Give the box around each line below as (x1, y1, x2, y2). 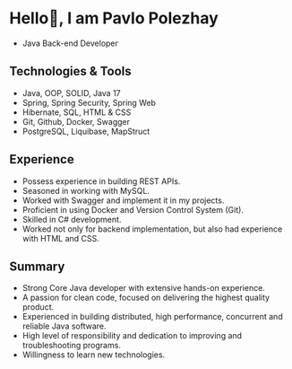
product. (21, 302, 55, 312)
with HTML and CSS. (21, 233, 100, 243)
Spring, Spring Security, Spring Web (21, 97, 157, 108)
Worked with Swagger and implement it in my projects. (21, 195, 225, 206)
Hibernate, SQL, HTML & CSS (21, 107, 132, 118)
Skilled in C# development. (21, 214, 122, 224)
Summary (9, 259, 65, 274)
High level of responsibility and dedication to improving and (21, 330, 243, 341)
